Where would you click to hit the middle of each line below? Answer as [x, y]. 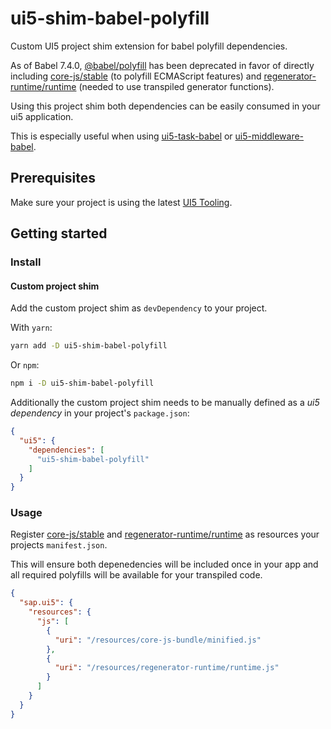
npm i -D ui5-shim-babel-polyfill [82, 383]
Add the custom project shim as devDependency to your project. [139, 308]
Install [26, 262]
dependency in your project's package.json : [100, 413]
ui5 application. [42, 116]
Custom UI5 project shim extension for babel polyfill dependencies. [149, 46]
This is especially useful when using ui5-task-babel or [121, 136]
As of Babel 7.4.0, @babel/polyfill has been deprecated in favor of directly [162, 65]
